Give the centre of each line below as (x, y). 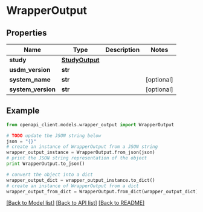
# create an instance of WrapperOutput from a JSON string (82, 147)
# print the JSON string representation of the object (77, 158)
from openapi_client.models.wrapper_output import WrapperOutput (90, 124)
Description (123, 50)
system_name (30, 79)
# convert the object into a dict (50, 175)
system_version (33, 89)
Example (23, 111)
